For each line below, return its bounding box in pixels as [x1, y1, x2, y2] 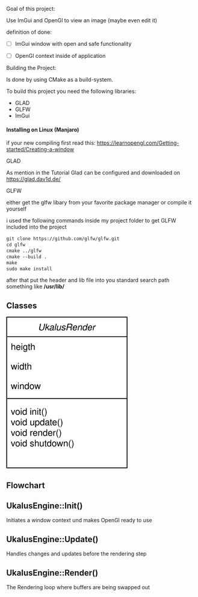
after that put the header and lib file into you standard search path [6, 277, 170, 284]
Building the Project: [6, 65, 57, 72]
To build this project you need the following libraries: [6, 87, 137, 95]
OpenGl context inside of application [14, 52, 106, 60]
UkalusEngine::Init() [6, 501, 83, 511]
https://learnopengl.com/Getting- [96, 139, 179, 147]
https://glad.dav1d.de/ [6, 175, 61, 183]
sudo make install [6, 266, 52, 272]
